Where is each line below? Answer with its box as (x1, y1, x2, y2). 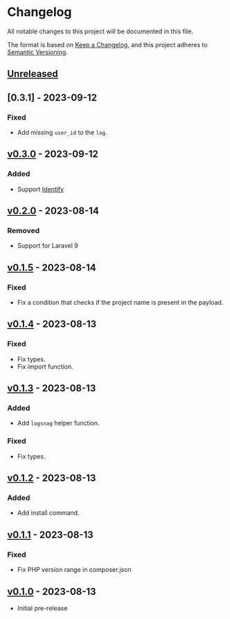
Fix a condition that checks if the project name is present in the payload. (17, 298, 224, 307)
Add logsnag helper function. (17, 419, 100, 427)
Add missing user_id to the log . (17, 128, 107, 137)
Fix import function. (17, 362, 74, 371)
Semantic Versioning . (7, 48, 68, 56)
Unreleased (7, 68, 59, 80)
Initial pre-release (17, 604, 68, 612)
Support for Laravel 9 (17, 241, 78, 250)
